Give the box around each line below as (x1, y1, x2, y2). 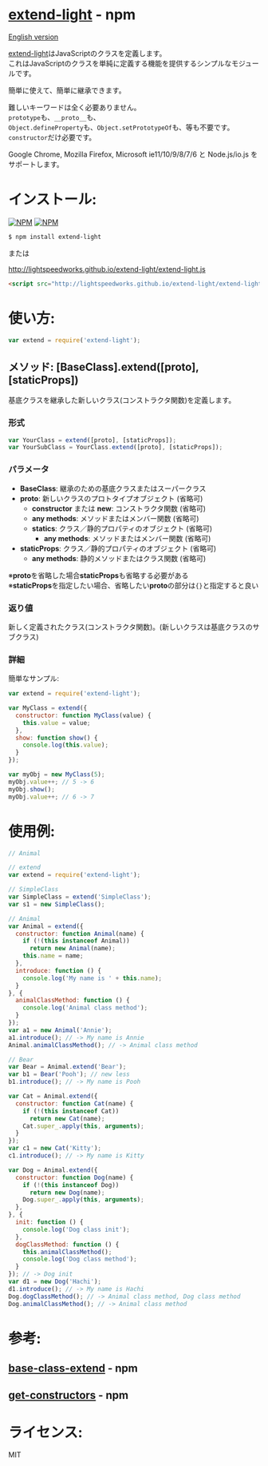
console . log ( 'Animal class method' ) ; (22, 1004, 148, 1012)
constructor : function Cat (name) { (15, 1099, 134, 1108)
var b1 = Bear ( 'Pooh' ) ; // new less (8, 1070, 130, 1078)
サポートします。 (8, 159, 64, 169)
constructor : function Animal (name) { (15, 930, 145, 938)
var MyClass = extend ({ (8, 704, 88, 712)
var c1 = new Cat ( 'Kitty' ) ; (8, 1145, 102, 1153)
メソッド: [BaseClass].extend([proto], (8, 360, 199, 373)
